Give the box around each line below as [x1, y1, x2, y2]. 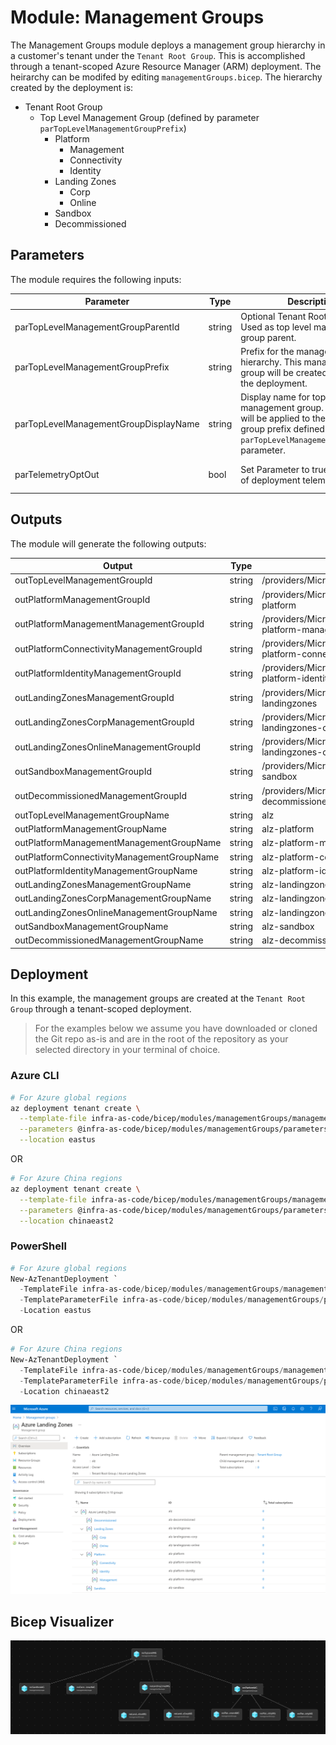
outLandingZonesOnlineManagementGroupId [14, 741, 202, 753]
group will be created [240, 366, 328, 378]
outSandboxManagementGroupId [14, 765, 152, 777]
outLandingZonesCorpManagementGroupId [14, 716, 195, 728]
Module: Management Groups [10, 6, 265, 29]
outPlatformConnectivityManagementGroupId [14, 642, 203, 655]
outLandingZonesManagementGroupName [14, 879, 192, 891]
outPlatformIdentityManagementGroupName [14, 864, 198, 876]
